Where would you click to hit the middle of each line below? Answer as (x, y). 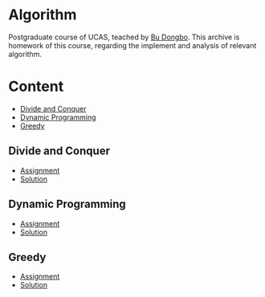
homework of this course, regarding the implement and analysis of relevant (132, 45)
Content (36, 87)
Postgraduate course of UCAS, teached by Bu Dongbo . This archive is (124, 37)
